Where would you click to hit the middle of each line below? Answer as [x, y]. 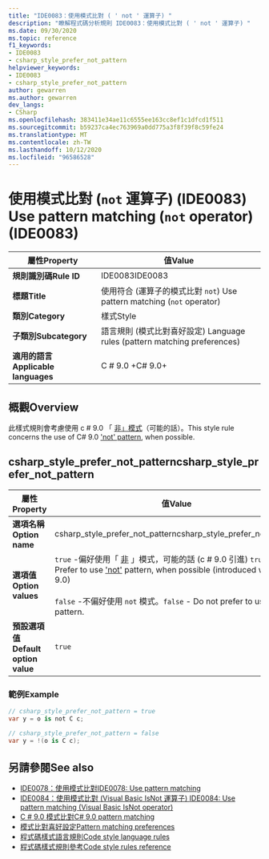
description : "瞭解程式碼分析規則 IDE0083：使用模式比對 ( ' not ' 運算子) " [129, 23]
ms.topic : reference [43, 38]
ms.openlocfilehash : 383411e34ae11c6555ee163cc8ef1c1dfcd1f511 [116, 120]
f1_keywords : [30, 46]
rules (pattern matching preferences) [171, 342]
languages [33, 377]
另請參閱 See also [51, 768]
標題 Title [29, 296]
